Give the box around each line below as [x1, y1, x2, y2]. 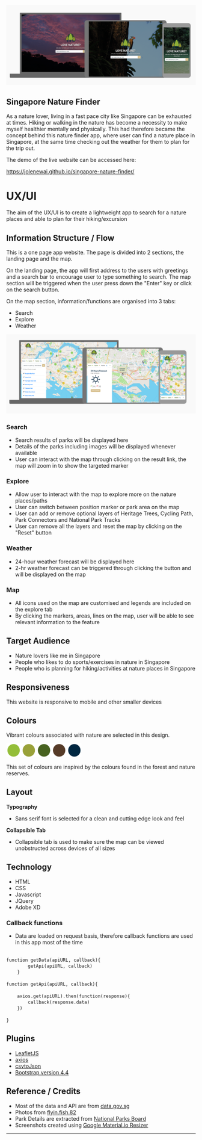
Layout [6, 787, 33, 798]
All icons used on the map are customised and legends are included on [14, 599, 191, 607]
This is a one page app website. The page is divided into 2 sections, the [6, 249, 185, 256]
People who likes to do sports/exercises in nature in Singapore [14, 658, 170, 666]
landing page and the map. [6, 255, 73, 262]
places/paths [14, 497, 48, 504]
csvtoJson [14, 1062, 41, 1070]
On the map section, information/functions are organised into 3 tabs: [6, 298, 176, 305]
